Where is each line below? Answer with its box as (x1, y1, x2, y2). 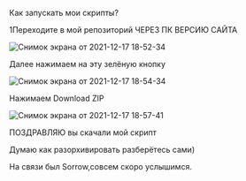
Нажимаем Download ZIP (9, 93, 104, 103)
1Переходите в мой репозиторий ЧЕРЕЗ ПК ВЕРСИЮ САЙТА (9, 25, 238, 34)
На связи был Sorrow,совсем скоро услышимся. (9, 162, 193, 171)
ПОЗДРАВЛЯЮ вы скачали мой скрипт (9, 127, 157, 138)
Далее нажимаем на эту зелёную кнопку (9, 59, 166, 69)
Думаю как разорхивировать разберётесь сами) (9, 145, 196, 155)
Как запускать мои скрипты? (9, 8, 119, 18)
